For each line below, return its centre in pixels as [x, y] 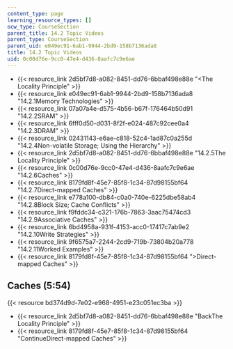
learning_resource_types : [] [49, 20]
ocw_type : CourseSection [43, 26]
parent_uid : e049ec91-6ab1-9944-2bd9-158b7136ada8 [82, 46]
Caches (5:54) [39, 286]
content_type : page [35, 14]
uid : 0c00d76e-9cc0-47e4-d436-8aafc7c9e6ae [71, 59]
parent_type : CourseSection [48, 40]
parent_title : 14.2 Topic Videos [56, 33]
